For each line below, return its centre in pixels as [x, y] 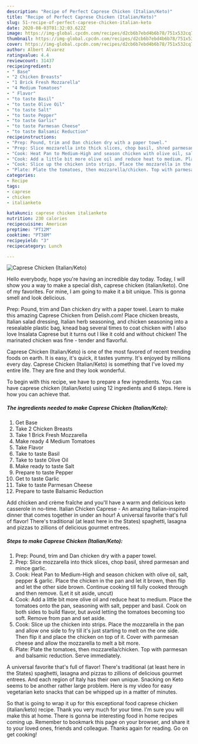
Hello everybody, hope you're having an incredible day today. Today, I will [96, 279]
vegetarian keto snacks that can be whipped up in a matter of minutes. [92, 692]
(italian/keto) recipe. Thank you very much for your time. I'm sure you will [95, 710]
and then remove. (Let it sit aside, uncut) [64, 593]
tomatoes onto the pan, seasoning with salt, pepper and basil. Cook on [101, 606]
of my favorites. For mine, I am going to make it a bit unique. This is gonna [96, 292]
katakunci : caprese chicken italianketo [57, 213]
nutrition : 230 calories [37, 219]
